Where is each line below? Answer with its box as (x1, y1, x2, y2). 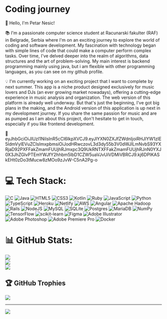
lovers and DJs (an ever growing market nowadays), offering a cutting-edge (5, 89, 161, 95)
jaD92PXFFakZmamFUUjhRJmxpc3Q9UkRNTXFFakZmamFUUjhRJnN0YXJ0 (5, 146, 162, 152)
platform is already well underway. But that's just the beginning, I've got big (5, 99, 160, 105)
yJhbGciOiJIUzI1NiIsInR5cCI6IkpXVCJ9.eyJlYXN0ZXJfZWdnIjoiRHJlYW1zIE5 (5, 136, 162, 142)
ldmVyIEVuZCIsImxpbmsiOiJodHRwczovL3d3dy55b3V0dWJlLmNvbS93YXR (5, 141, 162, 147)
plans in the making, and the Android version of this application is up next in (5, 105, 161, 111)
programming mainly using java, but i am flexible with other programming (5, 63, 155, 69)
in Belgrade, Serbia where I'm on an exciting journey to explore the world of (5, 37, 160, 43)
